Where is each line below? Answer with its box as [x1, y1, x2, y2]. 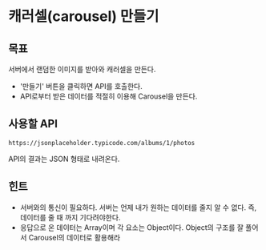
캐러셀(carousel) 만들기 [8, 7, 159, 26]
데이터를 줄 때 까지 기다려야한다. [19, 212, 121, 222]
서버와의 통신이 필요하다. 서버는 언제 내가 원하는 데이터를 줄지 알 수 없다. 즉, [19, 202, 257, 212]
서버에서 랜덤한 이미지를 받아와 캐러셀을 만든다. [8, 65, 156, 74]
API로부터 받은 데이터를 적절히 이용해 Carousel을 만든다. [19, 91, 198, 101]
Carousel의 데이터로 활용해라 [28, 232, 121, 242]
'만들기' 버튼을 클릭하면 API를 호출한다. [19, 82, 143, 91]
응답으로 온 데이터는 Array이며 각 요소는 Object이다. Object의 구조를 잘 [19, 222, 244, 232]
